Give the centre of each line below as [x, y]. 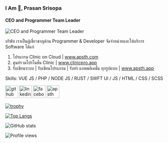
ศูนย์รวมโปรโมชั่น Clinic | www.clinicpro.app [55, 63]
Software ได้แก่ [20, 47]
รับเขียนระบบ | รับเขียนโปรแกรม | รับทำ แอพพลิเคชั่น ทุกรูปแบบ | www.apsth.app [83, 68]
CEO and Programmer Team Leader [43, 20]
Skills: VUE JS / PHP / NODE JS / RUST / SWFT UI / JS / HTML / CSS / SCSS [84, 78]
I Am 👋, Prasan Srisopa [33, 8]
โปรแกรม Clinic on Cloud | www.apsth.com [55, 57]
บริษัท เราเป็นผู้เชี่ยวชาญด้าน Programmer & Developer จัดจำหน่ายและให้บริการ [75, 41]
